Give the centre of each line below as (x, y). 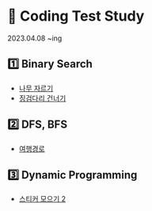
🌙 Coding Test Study (76, 16)
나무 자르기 (36, 88)
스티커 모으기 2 (42, 199)
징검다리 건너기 (42, 98)
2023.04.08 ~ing (35, 38)
